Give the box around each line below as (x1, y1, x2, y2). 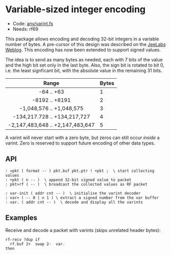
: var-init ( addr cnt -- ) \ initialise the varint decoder (5, 191, 141, 196)
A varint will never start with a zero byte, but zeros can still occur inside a (5, 134, 160, 141)
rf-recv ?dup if (5, 237, 40, 242)
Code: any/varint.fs (12, 20, 53, 27)
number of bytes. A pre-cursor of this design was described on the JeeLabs (5, 41, 166, 47)
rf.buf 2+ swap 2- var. (10, 241, 66, 246)
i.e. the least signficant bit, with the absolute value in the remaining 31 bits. (5, 67, 162, 74)
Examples (5, 214, 37, 222)
